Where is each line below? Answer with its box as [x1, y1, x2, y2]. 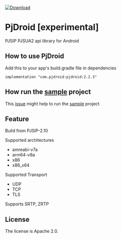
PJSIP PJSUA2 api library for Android [5, 38, 79, 43]
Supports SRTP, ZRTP [5, 201, 49, 207]
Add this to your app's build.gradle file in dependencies [5, 65, 117, 71]
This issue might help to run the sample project [5, 101, 100, 107]
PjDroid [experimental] [5, 22, 99, 33]
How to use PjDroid [5, 52, 64, 61]
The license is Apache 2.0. [5, 228, 59, 234]
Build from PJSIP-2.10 [5, 128, 48, 134]
